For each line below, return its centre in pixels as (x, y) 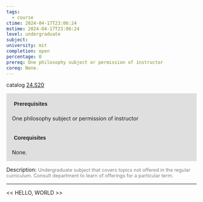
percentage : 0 (24, 57)
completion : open (28, 51)
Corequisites (30, 138)
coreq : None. (23, 68)
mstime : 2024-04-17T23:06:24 (43, 29)
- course (23, 17)
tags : (13, 12)
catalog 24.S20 (25, 85)
